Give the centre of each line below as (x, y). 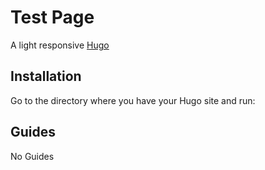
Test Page (52, 17)
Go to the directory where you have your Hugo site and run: (133, 100)
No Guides (32, 156)
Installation (46, 76)
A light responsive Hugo (60, 45)
